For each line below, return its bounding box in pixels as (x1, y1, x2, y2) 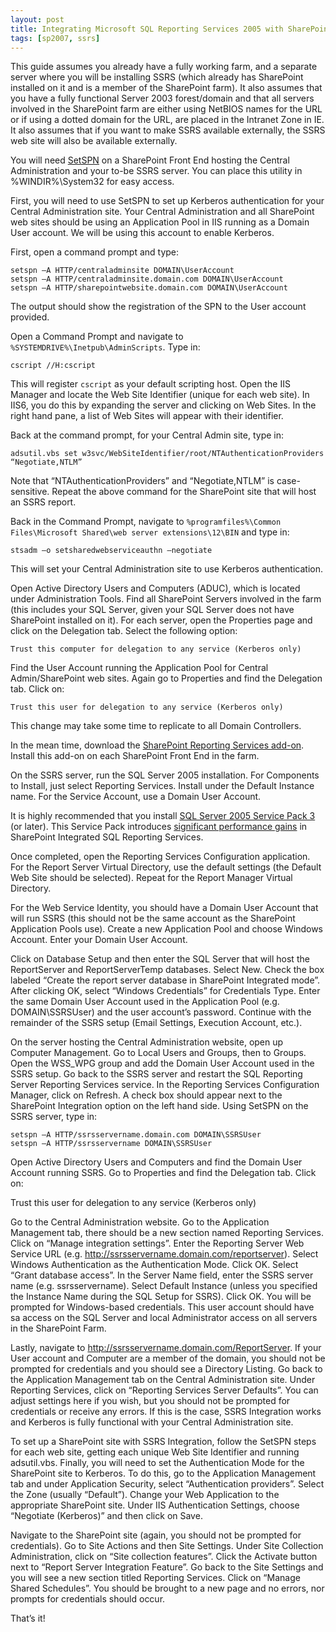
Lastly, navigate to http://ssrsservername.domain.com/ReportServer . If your (10, 1342, 322, 1354)
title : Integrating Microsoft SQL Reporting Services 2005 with (10, 24, 284, 34)
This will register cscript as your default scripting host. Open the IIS (10, 378, 291, 390)
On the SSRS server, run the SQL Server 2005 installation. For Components (10, 769, 320, 781)
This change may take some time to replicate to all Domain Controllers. (10, 720, 302, 732)
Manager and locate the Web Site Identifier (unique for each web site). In (10, 389, 310, 401)
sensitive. (10, 486, 50, 498)
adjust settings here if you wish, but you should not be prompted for (10, 1395, 291, 1407)
